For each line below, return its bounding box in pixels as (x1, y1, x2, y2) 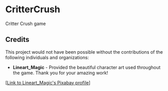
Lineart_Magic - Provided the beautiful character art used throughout (12, 64, 161, 70)
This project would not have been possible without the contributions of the (5, 49, 163, 55)
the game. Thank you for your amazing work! (12, 70, 108, 76)
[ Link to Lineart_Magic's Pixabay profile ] (5, 79, 91, 85)
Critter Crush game (5, 20, 46, 27)
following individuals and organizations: (5, 54, 89, 60)
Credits (5, 35, 30, 44)
